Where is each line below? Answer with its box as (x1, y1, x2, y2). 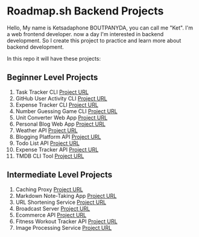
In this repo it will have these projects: (7, 55, 101, 62)
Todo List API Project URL (15, 140, 80, 147)
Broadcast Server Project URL (15, 205, 90, 212)
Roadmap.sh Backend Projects (7, 4, 164, 18)
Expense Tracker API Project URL (15, 146, 99, 153)
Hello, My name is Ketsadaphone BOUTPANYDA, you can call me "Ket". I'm (7, 24, 194, 31)
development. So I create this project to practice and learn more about (7, 37, 182, 44)
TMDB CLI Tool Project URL (15, 152, 84, 159)
